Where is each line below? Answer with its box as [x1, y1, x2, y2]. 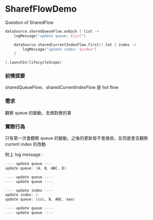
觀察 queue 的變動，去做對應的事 [5, 110, 72, 115]
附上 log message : [5, 152, 43, 158]
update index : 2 [5, 192, 38, 198]
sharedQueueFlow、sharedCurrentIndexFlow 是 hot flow [5, 84, 119, 91]
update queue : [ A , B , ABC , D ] [5, 165, 67, 171]
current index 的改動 [5, 141, 46, 147]
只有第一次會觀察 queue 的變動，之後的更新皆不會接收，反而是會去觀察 [5, 135, 149, 141]
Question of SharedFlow [5, 19, 54, 25]
